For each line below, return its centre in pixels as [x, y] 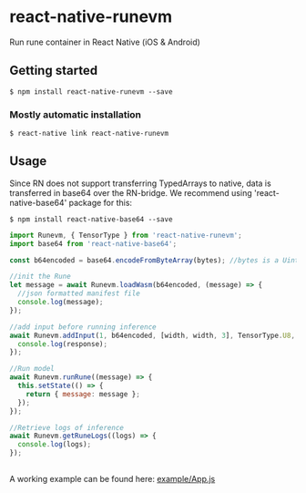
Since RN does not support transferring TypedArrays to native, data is [140, 183]
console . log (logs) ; [55, 445]
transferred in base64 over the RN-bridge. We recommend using [131, 192]
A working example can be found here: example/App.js [112, 478]
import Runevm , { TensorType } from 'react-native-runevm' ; [126, 235]
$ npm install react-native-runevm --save [91, 92]
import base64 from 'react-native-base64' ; [93, 243]
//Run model [32, 369]
